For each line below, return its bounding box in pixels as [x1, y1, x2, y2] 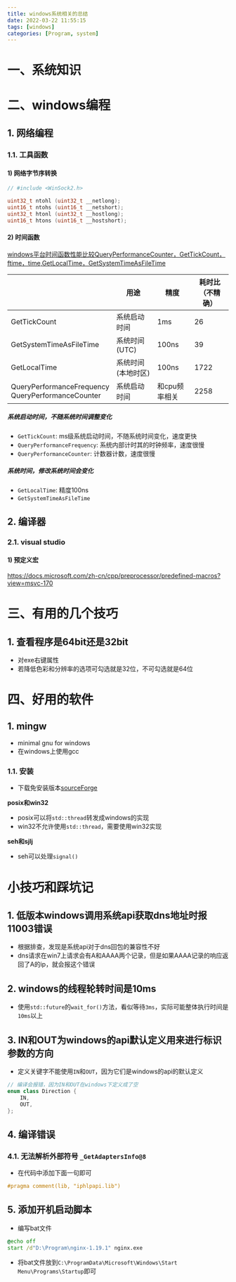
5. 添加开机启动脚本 [7, 1204, 92, 1216]
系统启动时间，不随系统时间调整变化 [7, 412, 112, 421]
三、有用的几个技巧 [7, 606, 119, 622]
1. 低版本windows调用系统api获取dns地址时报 [7, 910, 207, 922]
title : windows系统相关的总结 [7, 10, 88, 18]
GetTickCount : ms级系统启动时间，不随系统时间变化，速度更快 [17, 431, 197, 440]
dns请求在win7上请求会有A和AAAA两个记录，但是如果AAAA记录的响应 [17, 951, 223, 960]
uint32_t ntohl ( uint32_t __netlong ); [7, 197, 121, 204]
